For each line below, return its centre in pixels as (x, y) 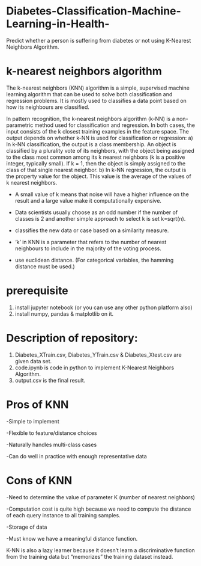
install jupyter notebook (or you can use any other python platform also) (104, 307)
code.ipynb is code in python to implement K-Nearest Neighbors (94, 368)
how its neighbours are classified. (48, 107)
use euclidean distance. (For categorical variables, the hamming (94, 260)
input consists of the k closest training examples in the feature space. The (97, 131)
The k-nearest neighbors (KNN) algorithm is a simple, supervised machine (98, 88)
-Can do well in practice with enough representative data (76, 456)
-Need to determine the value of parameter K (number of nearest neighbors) (100, 497)
